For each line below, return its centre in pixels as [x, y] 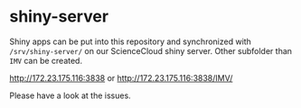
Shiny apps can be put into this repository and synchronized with [130, 41]
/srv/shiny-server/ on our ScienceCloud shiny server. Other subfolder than [150, 50]
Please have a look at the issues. [70, 95]
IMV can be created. [46, 60]
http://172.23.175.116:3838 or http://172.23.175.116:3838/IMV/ [121, 77]
